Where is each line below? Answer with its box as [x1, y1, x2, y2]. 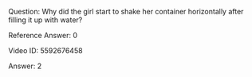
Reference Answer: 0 [8, 31, 78, 40]
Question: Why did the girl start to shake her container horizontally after [8, 7, 244, 16]
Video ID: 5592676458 [8, 46, 83, 55]
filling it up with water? [8, 15, 83, 25]
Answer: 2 [8, 61, 42, 71]
